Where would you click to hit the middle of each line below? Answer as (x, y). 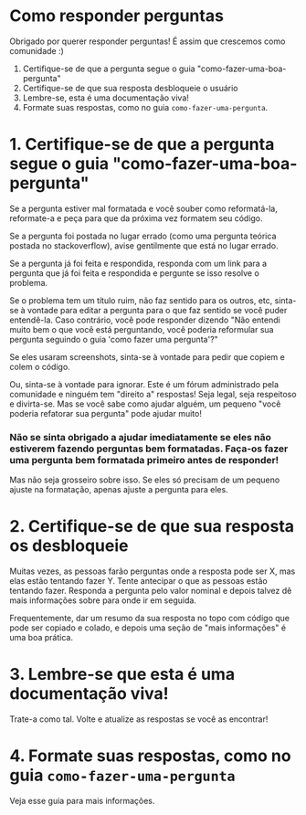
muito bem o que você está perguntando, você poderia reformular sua (142, 329)
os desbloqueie (69, 546)
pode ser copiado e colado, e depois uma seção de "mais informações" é (148, 628)
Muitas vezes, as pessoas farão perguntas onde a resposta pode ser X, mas (153, 571)
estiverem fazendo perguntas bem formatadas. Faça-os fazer (149, 449)
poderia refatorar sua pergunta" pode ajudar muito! (106, 413)
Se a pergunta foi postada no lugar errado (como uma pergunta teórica (143, 236)
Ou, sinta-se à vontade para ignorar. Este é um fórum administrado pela (144, 384)
